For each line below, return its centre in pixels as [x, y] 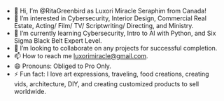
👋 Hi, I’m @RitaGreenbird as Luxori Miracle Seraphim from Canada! [110, 11]
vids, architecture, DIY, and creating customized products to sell [106, 84]
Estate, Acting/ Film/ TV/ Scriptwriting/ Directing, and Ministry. [104, 26]
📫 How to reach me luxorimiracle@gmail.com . [81, 56]
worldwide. [30, 92]
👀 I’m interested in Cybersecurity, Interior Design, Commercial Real [110, 18]
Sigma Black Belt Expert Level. [58, 41]
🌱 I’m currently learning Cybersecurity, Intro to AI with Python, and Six [115, 33]
